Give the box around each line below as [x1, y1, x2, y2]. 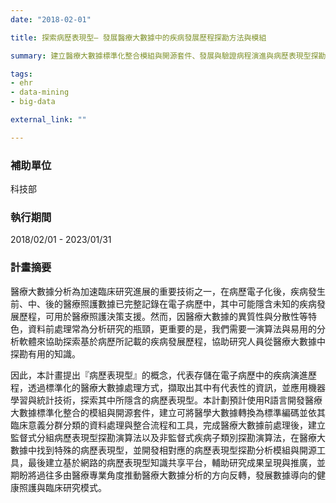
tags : [10, 69, 33, 79]
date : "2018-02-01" [10, 14, 92, 25]
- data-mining [10, 87, 70, 98]
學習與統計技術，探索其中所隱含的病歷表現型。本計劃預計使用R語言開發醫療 [10, 394, 323, 406]
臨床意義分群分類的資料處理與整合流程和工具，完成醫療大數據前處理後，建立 [10, 419, 326, 431]
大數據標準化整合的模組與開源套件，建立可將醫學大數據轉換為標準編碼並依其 [10, 406, 326, 418]
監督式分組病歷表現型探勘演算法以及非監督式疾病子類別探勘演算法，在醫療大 [10, 431, 326, 443]
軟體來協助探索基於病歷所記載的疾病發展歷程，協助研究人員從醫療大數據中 [18, 335, 326, 347]
